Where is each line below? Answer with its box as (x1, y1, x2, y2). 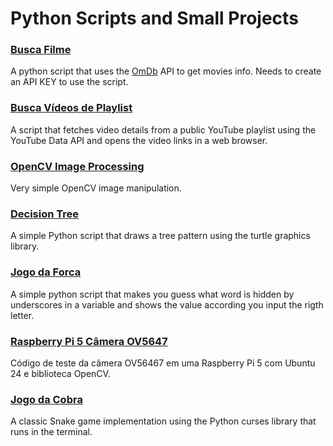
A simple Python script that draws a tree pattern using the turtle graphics (10, 230, 311, 242)
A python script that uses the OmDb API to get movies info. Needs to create (10, 65, 322, 77)
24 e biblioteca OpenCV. (10, 367, 111, 379)
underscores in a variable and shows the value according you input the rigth (10, 298, 324, 311)
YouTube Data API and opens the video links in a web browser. (10, 134, 268, 146)
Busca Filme (10, 43, 72, 57)
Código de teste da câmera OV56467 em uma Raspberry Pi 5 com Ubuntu (10, 357, 316, 369)
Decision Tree (10, 207, 80, 221)
